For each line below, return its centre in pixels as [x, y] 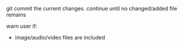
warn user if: [22, 26]
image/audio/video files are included [60, 37]
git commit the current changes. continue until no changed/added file [92, 9]
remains [16, 15]
